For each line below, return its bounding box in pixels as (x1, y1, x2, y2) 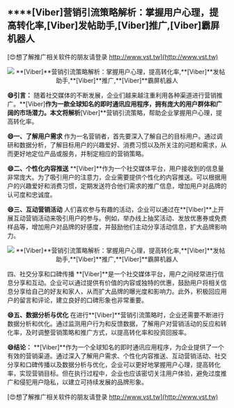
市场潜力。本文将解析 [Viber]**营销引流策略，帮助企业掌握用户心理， (19, 108, 217, 116)
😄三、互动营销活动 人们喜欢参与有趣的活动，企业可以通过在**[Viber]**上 (7, 205, 218, 213)
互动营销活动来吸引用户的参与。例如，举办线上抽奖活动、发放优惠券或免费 (13, 213, 227, 222)
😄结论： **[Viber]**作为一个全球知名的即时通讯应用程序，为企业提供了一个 (7, 342, 224, 351)
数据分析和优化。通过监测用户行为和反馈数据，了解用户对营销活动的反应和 (7, 319, 221, 328)
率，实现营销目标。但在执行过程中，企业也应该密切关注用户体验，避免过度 (7, 369, 221, 377)
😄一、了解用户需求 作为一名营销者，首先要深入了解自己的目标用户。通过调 (7, 132, 223, 140)
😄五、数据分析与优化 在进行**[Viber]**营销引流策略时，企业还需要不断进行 (7, 310, 224, 319)
